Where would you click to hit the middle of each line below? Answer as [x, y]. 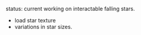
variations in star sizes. [43, 27]
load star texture [35, 20]
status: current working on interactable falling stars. [70, 9]
